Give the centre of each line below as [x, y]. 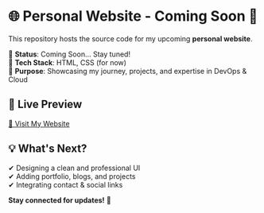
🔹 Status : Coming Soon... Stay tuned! [70, 54]
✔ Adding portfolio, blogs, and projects [72, 176]
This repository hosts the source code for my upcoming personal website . [130, 38]
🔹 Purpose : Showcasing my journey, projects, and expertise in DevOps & [128, 71]
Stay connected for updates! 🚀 [60, 200]
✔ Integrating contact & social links [66, 184]
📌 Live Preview [45, 105]
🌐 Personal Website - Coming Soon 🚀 [133, 16]
